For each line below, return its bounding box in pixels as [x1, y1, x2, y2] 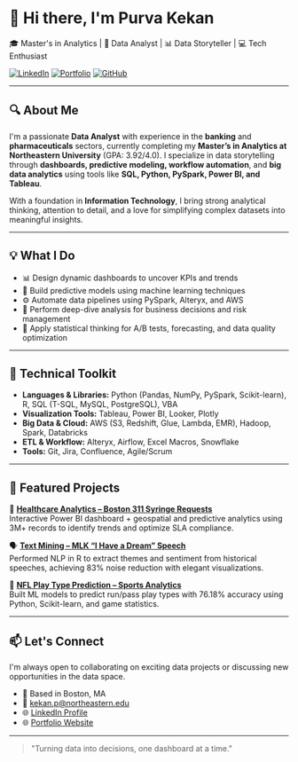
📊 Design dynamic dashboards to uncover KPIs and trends [21, 272, 239, 283]
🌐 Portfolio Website [21, 718, 94, 727]
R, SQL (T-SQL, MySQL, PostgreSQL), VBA [21, 399, 178, 410]
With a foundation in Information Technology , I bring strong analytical [9, 195, 266, 206]
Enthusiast [9, 51, 48, 61]
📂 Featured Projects [9, 480, 121, 495]
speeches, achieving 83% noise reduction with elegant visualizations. [9, 562, 264, 573]
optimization [21, 332, 68, 342]
